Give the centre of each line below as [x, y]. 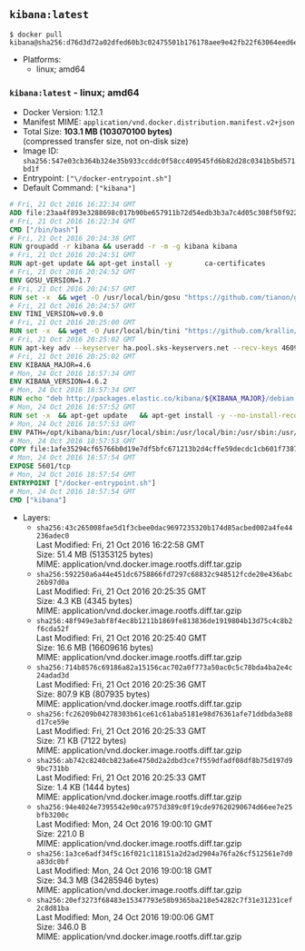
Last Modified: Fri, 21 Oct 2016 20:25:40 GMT [121, 638]
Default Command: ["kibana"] [79, 188]
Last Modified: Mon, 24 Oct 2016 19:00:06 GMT [125, 916]
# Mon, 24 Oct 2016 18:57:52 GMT [73, 407]
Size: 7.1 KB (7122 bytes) [81, 740]
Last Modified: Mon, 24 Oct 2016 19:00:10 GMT [124, 824]
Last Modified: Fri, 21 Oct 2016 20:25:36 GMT [121, 684]
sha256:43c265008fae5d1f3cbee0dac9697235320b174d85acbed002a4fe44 [164, 528]
